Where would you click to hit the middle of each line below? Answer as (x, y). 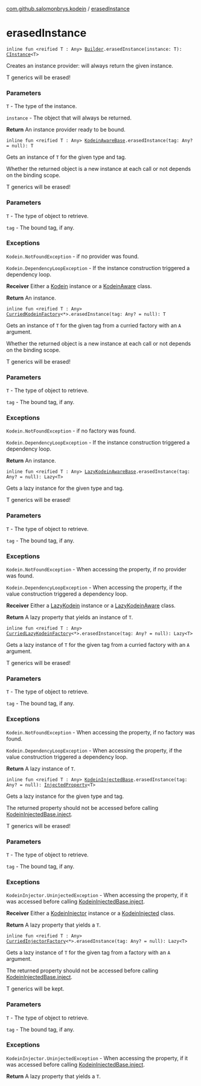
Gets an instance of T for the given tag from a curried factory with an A (94, 325)
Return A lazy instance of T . (41, 768)
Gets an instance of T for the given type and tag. (66, 157)
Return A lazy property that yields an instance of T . (70, 617)
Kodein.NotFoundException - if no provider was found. (73, 256)
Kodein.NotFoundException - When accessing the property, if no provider (96, 570)
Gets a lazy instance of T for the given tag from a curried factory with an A (98, 645)
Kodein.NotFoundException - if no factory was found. (71, 431)
